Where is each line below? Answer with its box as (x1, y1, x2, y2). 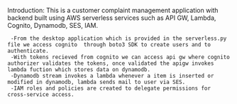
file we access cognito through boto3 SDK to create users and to (7, 41, 211, 48)
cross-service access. (7, 91, 75, 98)
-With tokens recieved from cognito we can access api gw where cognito (10, 53, 231, 61)
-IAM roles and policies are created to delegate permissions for (10, 85, 211, 92)
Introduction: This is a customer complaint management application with (7, 6, 219, 14)
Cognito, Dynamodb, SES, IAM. (7, 21, 99, 29)
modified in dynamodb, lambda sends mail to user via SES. (7, 78, 186, 85)
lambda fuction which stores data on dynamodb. (7, 66, 151, 73)
